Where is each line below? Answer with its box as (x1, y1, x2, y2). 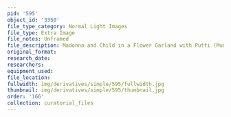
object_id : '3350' (7, 17, 60, 23)
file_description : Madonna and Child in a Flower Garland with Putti (7, 42, 211, 49)
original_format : (7, 49, 57, 56)
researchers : (7, 61, 45, 68)
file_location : (7, 74, 51, 81)
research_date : (7, 55, 51, 62)
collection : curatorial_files (7, 100, 94, 107)
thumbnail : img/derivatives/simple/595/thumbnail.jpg (7, 87, 165, 94)
